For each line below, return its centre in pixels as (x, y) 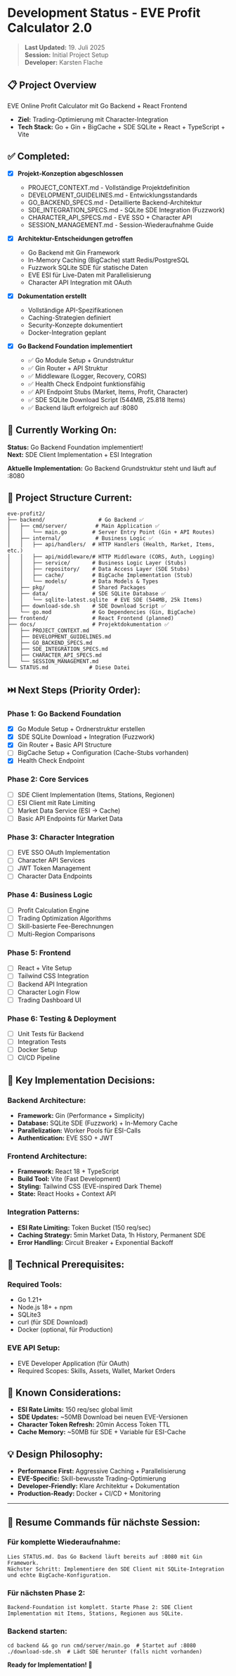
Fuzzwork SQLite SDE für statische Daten (88, 267)
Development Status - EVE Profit (104, 13)
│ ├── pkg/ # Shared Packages (77, 588)
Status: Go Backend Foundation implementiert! (76, 447)
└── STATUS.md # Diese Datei (69, 668)
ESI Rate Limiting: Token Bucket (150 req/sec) (84, 1227)
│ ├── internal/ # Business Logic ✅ (80, 539)
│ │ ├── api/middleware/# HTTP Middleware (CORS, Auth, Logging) (111, 557)
